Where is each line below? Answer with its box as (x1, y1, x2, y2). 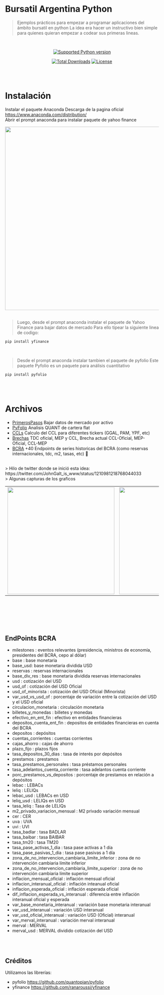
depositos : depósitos (12, 730, 56, 736)
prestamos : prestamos (12, 756, 59, 762)
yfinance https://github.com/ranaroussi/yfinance (12, 984, 110, 990)
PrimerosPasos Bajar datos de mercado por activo (12, 419, 113, 425)
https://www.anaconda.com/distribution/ (5, 112, 87, 117)
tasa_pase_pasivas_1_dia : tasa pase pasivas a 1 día (12, 850, 115, 856)
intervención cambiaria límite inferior (12, 860, 86, 866)
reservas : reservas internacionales (12, 668, 83, 674)
